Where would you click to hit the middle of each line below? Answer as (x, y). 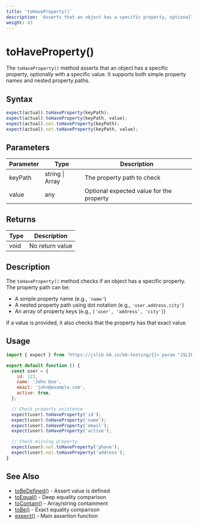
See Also (23, 476)
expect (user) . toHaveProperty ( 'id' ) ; (56, 414)
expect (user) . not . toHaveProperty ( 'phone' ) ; (65, 447)
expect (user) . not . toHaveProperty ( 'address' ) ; (68, 452)
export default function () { (43, 365)
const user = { (30, 371)
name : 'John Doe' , (39, 382)
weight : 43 (19, 22)
